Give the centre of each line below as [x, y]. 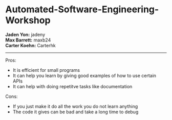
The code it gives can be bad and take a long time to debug [76, 112]
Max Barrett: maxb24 [28, 40]
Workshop [28, 20]
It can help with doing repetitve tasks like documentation [72, 86]
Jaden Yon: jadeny [25, 34]
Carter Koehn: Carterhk [30, 45]
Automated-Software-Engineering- [82, 9]
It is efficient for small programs [46, 70]
